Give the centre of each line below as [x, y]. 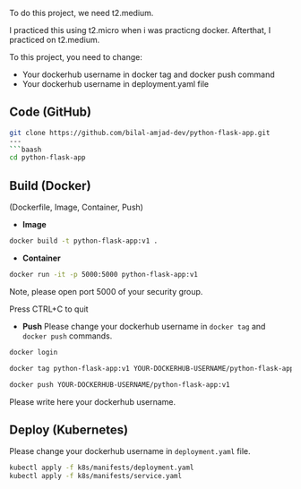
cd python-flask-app [48, 158]
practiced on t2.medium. [55, 40]
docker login [34, 352]
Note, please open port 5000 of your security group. [106, 291]
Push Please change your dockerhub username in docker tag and [144, 326]
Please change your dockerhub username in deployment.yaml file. [130, 451]
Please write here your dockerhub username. [93, 401]
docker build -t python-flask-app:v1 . [84, 241]
